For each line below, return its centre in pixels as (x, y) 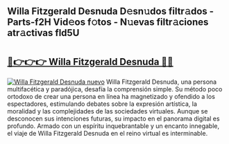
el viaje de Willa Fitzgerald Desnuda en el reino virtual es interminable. (108, 133)
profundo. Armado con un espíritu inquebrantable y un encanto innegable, (113, 126)
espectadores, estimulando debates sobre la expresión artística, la (102, 104)
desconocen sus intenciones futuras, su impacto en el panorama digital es (113, 118)
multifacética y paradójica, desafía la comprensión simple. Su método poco (115, 89)
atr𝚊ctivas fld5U (43, 33)
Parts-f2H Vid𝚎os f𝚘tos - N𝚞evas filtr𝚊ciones (108, 22)
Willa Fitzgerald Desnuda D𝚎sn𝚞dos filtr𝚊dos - (110, 11)
